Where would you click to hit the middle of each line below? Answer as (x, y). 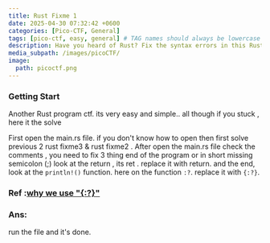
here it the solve (35, 122)
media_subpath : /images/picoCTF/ (64, 53)
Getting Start (34, 96)
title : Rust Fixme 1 (43, 16)
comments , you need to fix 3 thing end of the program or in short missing (131, 155)
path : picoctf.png (47, 68)
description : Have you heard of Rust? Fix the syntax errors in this (127, 46)
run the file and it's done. (50, 232)
